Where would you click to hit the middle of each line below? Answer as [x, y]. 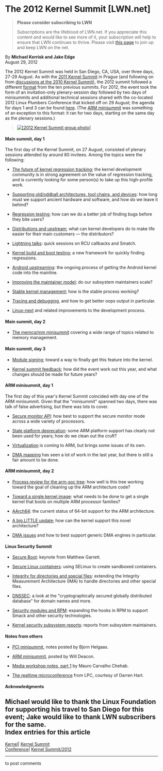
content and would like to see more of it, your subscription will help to [86, 37]
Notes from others [24, 636]
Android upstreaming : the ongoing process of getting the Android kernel [84, 268]
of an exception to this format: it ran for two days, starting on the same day [80, 113]
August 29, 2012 [21, 62]
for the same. [26, 725]
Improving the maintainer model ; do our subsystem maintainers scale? [82, 282]
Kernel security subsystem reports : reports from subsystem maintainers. [85, 625]
